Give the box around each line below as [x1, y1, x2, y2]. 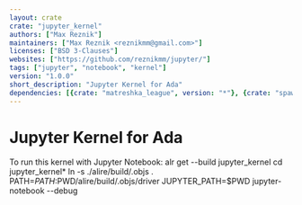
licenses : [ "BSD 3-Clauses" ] [9, 47, 119, 56]
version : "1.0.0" [9, 72, 75, 81]
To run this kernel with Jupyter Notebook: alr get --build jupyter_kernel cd [9, 156, 283, 167]
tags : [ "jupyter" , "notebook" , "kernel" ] [9, 64, 167, 73]
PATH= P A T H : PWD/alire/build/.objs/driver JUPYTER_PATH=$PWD [9, 176, 251, 187]
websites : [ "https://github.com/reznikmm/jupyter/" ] [9, 55, 211, 64]
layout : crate [9, 13, 63, 22]
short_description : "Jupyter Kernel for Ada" [9, 80, 182, 89]
